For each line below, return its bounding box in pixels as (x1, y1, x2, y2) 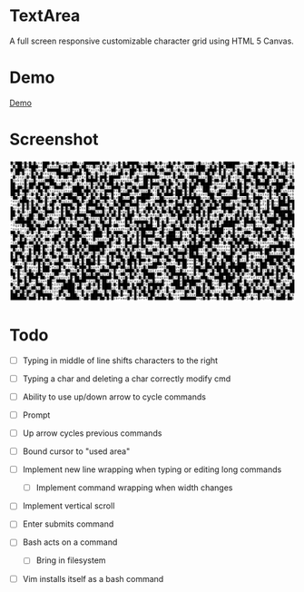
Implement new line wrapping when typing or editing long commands (22, 464, 282, 475)
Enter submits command (22, 518, 114, 529)
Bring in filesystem (35, 555, 106, 566)
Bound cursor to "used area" (22, 446, 131, 457)
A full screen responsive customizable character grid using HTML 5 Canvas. (9, 35, 295, 46)
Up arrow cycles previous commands (22, 428, 162, 439)
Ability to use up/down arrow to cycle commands (22, 391, 207, 402)
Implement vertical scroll (22, 500, 115, 511)
